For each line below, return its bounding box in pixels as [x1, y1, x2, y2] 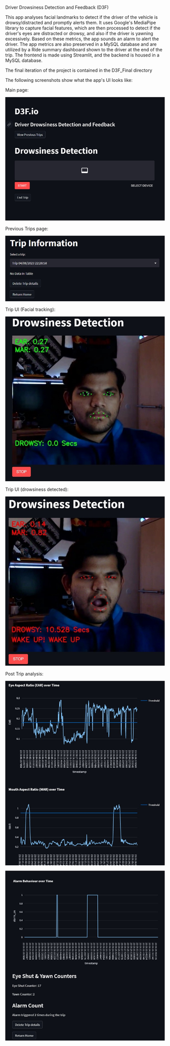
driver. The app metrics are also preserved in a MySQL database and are [5, 41, 157, 47]
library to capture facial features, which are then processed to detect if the [5, 25, 161, 31]
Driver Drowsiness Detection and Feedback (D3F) [5, 5, 109, 10]
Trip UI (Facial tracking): [5, 306, 56, 312]
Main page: [5, 87, 29, 93]
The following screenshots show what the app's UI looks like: [5, 77, 133, 83]
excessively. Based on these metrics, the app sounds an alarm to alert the [5, 36, 159, 42]
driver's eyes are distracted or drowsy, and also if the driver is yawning [5, 31, 153, 36]
